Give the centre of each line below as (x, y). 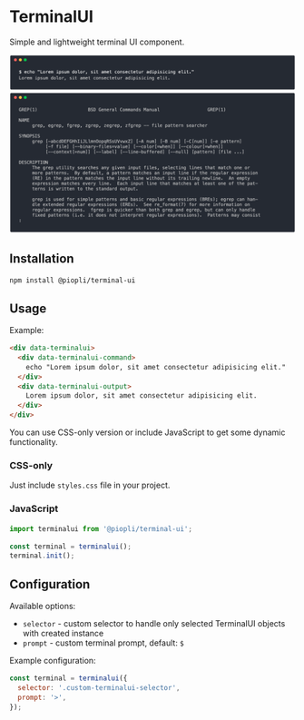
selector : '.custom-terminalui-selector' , (99, 688)
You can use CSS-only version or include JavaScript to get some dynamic (147, 432)
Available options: (43, 607)
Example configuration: (53, 661)
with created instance (63, 634)
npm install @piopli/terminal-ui (73, 281)
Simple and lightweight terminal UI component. (97, 42)
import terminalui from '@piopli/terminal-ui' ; (101, 528)
